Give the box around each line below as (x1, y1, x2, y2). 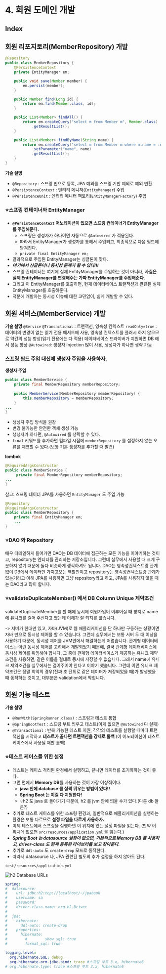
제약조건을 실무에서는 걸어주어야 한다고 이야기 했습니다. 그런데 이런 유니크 (10, 662, 153, 668)
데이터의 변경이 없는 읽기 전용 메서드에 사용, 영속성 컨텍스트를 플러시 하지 (5, 330, 146, 335)
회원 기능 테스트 (5, 690, 50, 699)
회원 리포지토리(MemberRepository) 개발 (5, 42, 128, 51)
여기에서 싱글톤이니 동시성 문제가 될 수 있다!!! (12, 262, 99, 268)
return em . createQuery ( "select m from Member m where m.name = (23, 142, 156, 147)
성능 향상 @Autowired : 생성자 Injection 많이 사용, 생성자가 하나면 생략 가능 (10, 342, 152, 347)
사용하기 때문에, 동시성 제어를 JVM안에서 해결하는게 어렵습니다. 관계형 (5, 637, 141, 643)
